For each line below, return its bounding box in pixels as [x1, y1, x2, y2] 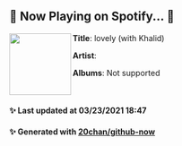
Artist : [73, 50, 97, 61]
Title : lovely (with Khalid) [73, 32, 165, 43]
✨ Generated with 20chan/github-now [9, 126, 155, 137]
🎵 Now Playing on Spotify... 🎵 [9, 9, 175, 24]
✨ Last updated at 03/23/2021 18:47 [9, 105, 147, 116]
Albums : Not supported [73, 67, 160, 78]
